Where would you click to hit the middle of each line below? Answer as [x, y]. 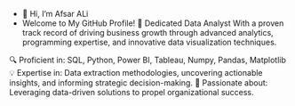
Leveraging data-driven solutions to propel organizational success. [132, 92]
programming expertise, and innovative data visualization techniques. [149, 42]
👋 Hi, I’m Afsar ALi [55, 14]
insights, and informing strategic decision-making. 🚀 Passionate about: [139, 83]
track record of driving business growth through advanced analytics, [147, 33]
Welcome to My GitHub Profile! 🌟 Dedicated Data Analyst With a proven [153, 23]
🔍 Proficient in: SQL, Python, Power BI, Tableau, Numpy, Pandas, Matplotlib [148, 60]
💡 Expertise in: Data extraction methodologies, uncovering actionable [136, 73]
